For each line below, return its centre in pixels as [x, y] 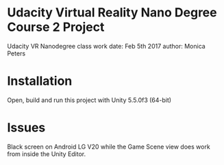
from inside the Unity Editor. [47, 154]
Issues [26, 128]
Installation [40, 81]
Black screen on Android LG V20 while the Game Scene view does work [109, 147]
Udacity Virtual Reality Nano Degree [112, 13]
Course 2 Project [56, 27]
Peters [16, 53]
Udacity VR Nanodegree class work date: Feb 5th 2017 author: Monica [106, 46]
